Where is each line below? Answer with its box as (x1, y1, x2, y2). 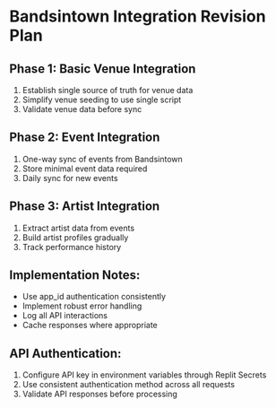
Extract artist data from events (22, 222, 135, 233)
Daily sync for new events (22, 172, 118, 183)
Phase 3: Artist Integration (9, 199, 160, 214)
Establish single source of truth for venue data (22, 85, 194, 95)
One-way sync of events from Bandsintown (22, 153, 184, 164)
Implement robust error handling (22, 300, 142, 311)
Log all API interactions (22, 310, 108, 321)
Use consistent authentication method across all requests (22, 379, 236, 390)
